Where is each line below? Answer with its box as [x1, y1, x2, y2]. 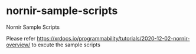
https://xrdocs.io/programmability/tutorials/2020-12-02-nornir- [37, 35, 190, 42]
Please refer [6, 35, 36, 42]
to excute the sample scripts [31, 41, 100, 48]
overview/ [6, 41, 31, 48]
